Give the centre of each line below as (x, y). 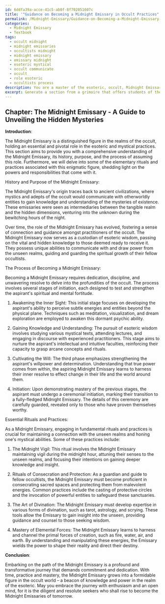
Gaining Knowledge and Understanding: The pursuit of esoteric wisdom (85, 328)
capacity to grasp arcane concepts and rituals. (59, 349)
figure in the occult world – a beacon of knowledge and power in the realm (81, 580)
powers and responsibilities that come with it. (51, 172)
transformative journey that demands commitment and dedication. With (77, 570)
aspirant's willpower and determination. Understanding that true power (84, 364)
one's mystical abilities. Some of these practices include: (63, 440)
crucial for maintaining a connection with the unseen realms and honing (78, 434)
